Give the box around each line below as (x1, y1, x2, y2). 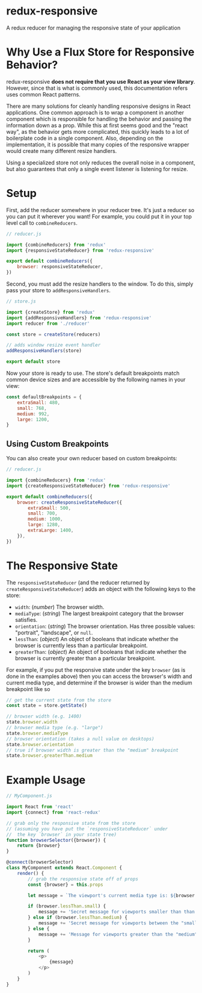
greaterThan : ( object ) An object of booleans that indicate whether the (14, 648, 187, 655)
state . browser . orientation (6, 741, 74, 748)
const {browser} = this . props (28, 882, 103, 888)
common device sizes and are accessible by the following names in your (6, 376, 186, 383)
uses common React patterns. (6, 90, 81, 98)
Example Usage (6, 773, 86, 787)
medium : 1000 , (28, 516, 63, 522)
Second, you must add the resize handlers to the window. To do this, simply (6, 280, 194, 287)
